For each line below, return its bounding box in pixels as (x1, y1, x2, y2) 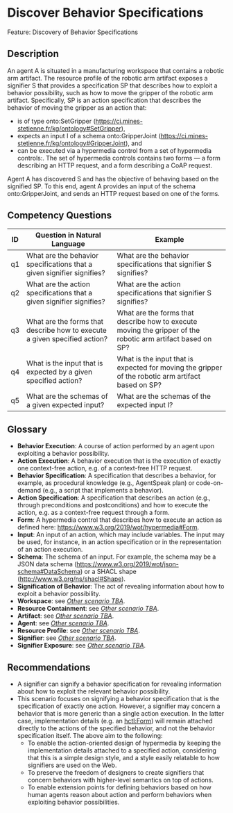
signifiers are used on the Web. (27, 761, 117, 769)
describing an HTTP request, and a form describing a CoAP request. (17, 161, 213, 170)
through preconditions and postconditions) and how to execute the (17, 501, 209, 509)
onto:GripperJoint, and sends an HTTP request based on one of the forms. (7, 189, 220, 197)
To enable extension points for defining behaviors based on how (27, 783, 212, 791)
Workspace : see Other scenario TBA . (17, 597, 126, 605)
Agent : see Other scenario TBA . (17, 619, 110, 627)
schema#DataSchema (17, 568, 81, 576)
